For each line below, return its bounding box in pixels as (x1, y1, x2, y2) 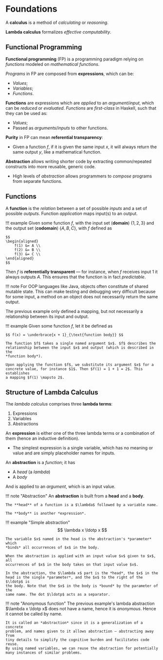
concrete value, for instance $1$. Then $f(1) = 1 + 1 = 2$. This (5, 367, 143, 371)
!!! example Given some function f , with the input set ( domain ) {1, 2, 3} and (5, 220, 155, 226)
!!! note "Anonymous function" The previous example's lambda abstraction (5, 601, 155, 606)
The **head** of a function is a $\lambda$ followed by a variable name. (5, 503, 159, 507)
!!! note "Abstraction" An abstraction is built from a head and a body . (5, 493, 145, 499)
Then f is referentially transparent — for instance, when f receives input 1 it (5, 269, 158, 274)
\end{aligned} (5, 256, 35, 261)
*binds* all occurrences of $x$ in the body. (5, 545, 99, 550)
